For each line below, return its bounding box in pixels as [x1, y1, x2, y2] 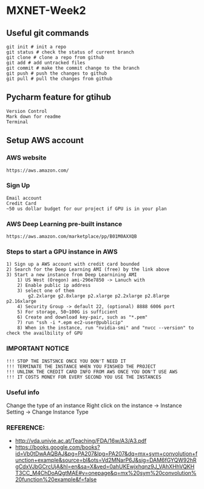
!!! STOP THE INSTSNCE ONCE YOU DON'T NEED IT [6, 358, 126, 364]
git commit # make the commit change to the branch [6, 65, 140, 71]
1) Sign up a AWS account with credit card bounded [6, 261, 140, 268]
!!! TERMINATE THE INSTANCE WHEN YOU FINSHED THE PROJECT [6, 363, 156, 369]
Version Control [6, 108, 47, 114]
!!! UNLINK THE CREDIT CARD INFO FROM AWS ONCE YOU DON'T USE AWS [6, 368, 178, 375]
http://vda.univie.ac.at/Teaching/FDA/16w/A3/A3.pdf [15, 437, 147, 445]
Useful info [6, 388, 39, 396]
